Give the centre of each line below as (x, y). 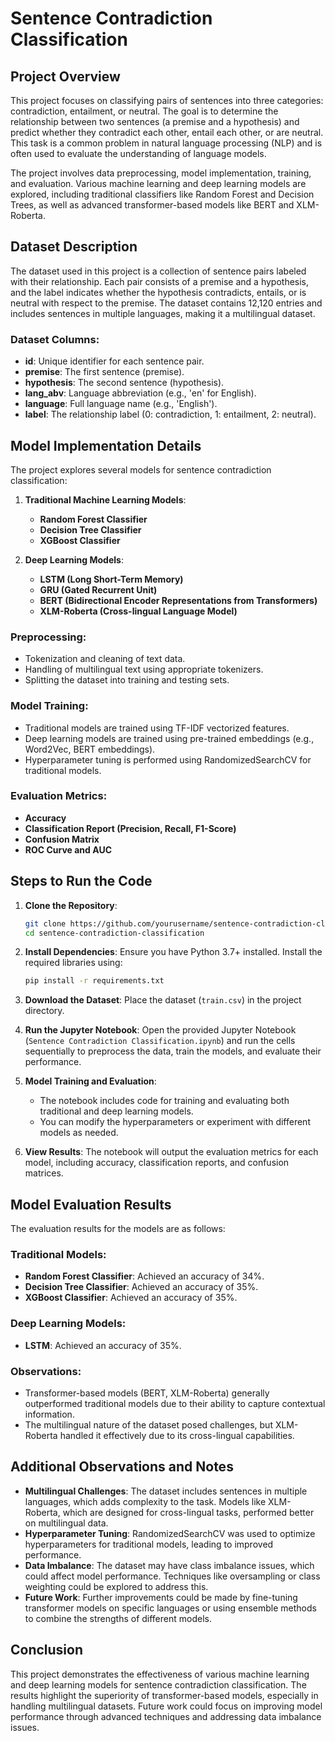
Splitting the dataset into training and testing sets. (127, 680)
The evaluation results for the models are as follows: (118, 1229)
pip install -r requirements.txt (94, 981)
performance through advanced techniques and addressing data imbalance (166, 1716)
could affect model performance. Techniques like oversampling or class (172, 1576)
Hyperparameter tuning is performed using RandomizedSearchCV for (168, 759)
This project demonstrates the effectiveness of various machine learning (160, 1674)
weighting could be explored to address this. (116, 1586)
